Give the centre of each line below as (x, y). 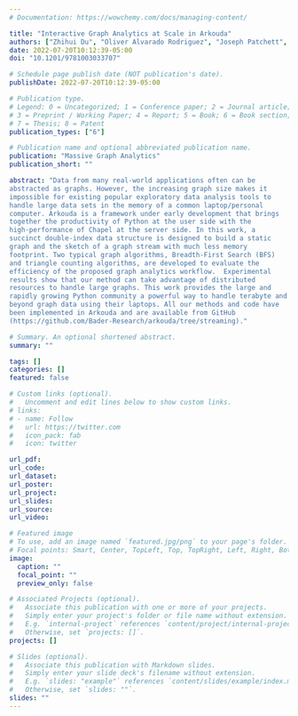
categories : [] (37, 370)
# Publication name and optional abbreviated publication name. (130, 148)
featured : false (39, 378)
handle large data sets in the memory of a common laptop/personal (137, 205)
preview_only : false (55, 583)
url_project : (33, 493)
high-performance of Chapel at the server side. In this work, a (132, 230)
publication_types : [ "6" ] (57, 132)
